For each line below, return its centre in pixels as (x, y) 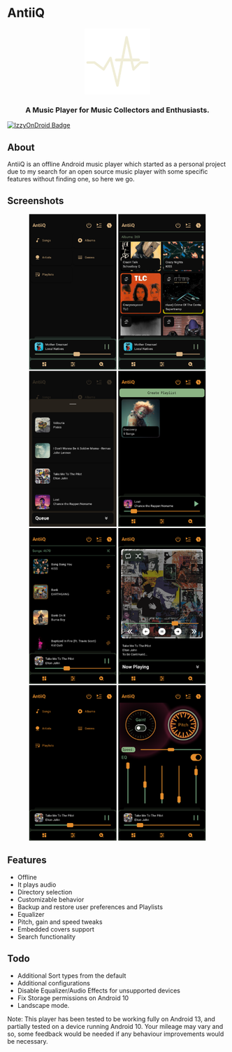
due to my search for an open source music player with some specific (108, 172)
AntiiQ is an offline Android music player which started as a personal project (116, 164)
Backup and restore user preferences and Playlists (90, 907)
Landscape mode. (43, 1005)
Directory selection (45, 892)
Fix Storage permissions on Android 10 (73, 998)
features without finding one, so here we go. (71, 179)
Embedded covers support (56, 929)
